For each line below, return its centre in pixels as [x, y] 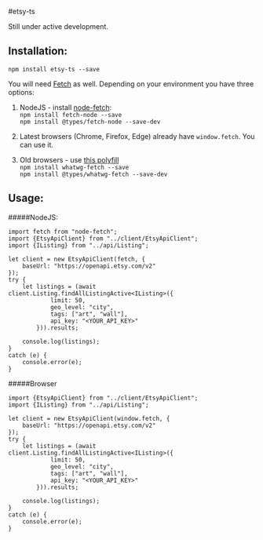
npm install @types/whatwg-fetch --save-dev [93, 174]
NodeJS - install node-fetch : [66, 107]
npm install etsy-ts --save [54, 69]
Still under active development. [58, 26]
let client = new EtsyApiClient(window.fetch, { [89, 418]
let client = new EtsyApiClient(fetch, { [77, 259]
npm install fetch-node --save [71, 115]
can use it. [36, 144]
